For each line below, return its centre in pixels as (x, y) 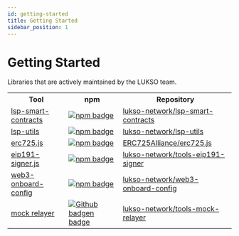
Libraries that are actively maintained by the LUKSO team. (92, 82)
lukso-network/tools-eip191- (174, 155)
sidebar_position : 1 (38, 27)
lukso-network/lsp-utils (163, 132)
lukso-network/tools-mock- (171, 209)
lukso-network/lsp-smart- (168, 111)
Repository (175, 100)
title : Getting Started (43, 21)
